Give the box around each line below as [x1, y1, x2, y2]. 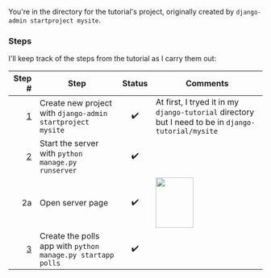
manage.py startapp [39, 251, 115, 260]
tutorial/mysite [156, 127, 219, 136]
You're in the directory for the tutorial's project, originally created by [8, 7, 235, 16]
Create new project [39, 98, 113, 109]
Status [122, 78, 148, 89]
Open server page [39, 197, 109, 209]
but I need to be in [156, 117, 224, 128]
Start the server [39, 138, 99, 149]
